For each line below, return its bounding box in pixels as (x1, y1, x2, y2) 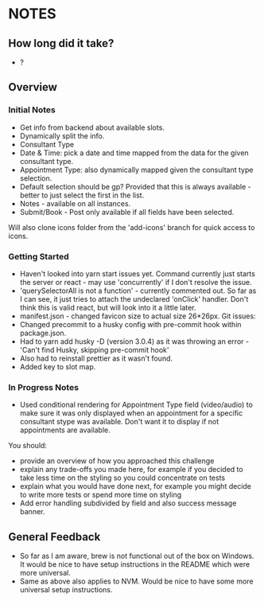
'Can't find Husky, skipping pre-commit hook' (19, 345, 169, 354)
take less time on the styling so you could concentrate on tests (19, 473, 225, 482)
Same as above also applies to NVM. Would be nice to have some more (19, 576, 254, 586)
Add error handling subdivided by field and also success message (19, 498, 237, 508)
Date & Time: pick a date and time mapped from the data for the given (19, 148, 249, 158)
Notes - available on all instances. (19, 198, 131, 208)
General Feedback (8, 530, 101, 544)
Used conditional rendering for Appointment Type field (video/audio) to (19, 400, 253, 410)
